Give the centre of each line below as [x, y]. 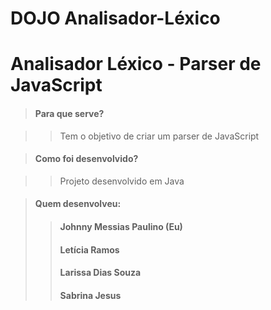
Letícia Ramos [89, 249]
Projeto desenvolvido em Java [122, 181]
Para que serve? [69, 113]
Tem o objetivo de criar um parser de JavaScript [159, 136]
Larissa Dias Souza [100, 273]
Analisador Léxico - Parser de [136, 64]
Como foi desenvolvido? [86, 159]
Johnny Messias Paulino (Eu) [121, 226]
